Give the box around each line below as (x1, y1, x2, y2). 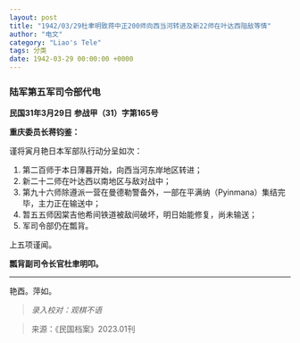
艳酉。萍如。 (9, 286, 56, 297)
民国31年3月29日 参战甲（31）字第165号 (9, 108, 159, 119)
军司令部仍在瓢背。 (21, 221, 94, 231)
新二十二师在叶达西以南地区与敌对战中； (21, 176, 171, 187)
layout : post (9, 13, 58, 22)
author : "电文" (9, 29, 63, 38)
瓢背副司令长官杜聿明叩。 (9, 258, 104, 269)
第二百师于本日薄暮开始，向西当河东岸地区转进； (21, 164, 203, 175)
